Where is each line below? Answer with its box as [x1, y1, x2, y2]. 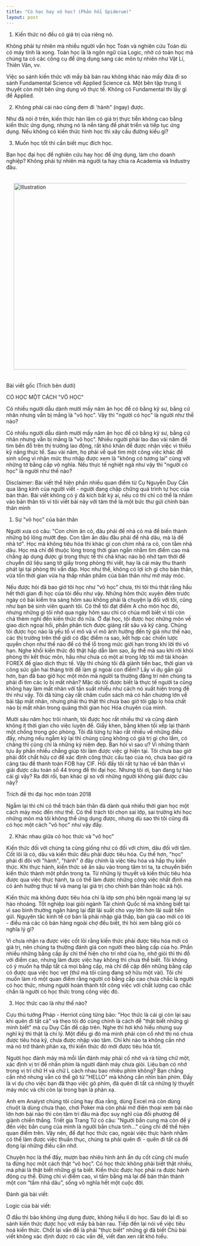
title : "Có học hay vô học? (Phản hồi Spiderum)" [6, 8, 132, 15]
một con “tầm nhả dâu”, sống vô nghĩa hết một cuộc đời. [6, 1179, 145, 1186]
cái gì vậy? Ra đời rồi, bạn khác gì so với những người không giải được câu [6, 773, 188, 780]
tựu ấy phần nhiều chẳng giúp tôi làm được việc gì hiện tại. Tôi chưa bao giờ [6, 747, 192, 754]
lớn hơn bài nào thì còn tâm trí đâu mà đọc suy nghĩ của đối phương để [6, 1110, 180, 1117]
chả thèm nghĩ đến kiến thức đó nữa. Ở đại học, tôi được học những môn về [6, 615, 192, 622]
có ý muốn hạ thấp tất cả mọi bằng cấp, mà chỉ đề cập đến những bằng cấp [6, 962, 192, 970]
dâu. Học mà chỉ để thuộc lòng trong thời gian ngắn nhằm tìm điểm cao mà [6, 546, 190, 553]
